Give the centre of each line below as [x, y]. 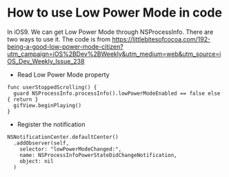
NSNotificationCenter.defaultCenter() [63, 137]
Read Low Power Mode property [63, 75]
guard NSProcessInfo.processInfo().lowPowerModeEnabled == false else [117, 93]
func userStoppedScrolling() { [52, 87]
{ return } [23, 99]
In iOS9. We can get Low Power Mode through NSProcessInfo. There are [110, 32]
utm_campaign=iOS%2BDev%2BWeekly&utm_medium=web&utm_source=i [114, 54]
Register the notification [51, 124]
